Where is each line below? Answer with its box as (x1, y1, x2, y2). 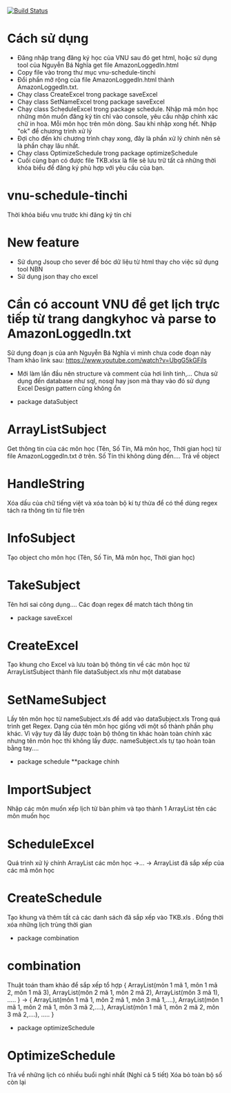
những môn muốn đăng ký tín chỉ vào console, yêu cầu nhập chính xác (17, 112, 219, 120)
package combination (17, 934, 79, 942)
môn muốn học (7, 812, 50, 820)
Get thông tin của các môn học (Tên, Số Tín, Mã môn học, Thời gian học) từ (7, 444, 222, 452)
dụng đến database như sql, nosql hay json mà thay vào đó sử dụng (17, 376, 210, 385)
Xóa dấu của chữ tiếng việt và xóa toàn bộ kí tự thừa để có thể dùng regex (7, 499, 218, 507)
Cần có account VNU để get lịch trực (7, 297, 221, 312)
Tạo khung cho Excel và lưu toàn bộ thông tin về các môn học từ (7, 660, 190, 669)
